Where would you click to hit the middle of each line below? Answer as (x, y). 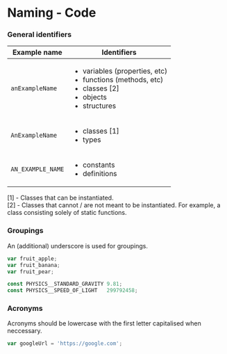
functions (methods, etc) (123, 80)
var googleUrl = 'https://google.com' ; (65, 344)
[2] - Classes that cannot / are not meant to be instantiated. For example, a (114, 205)
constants (99, 165)
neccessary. (25, 331)
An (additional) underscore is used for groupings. (77, 246)
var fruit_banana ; (34, 265)
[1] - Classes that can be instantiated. (60, 198)
